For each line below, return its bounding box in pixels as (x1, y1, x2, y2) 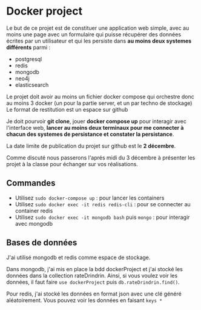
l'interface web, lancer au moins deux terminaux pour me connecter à (6, 124, 184, 131)
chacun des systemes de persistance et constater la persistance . (6, 130, 174, 138)
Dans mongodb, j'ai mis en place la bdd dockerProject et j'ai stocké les (6, 265, 183, 272)
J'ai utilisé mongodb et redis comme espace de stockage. (6, 254, 151, 261)
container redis (15, 207, 53, 214)
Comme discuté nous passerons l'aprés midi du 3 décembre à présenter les (6, 153, 196, 161)
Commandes (6, 178, 56, 189)
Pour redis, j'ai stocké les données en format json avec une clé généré (6, 290, 182, 297)
